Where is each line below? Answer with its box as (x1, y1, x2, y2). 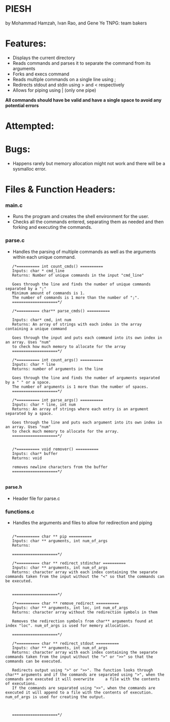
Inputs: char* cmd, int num (12, 317, 72, 323)
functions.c (5, 508, 35, 515)
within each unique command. (12, 254, 76, 260)
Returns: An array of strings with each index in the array (12, 322, 142, 327)
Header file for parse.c (12, 495, 60, 501)
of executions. (5, 681, 38, 686)
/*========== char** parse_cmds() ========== (12, 308, 110, 313)
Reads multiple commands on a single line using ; (12, 76, 116, 82)
